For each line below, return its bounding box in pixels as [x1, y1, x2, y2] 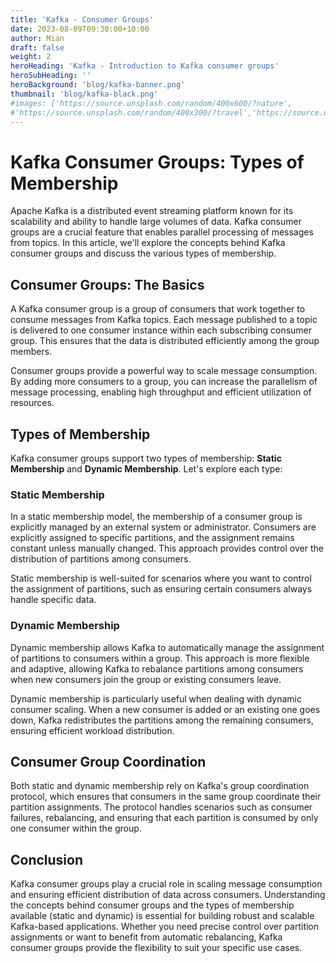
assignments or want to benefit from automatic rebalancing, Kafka [10, 931, 283, 943]
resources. [10, 397, 55, 409]
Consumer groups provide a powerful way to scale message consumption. [10, 365, 318, 377]
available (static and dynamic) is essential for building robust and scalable [10, 910, 315, 922]
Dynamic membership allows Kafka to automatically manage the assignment [10, 641, 325, 653]
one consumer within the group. [10, 822, 142, 835]
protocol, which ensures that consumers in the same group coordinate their [10, 791, 322, 803]
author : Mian [10, 33, 65, 43]
